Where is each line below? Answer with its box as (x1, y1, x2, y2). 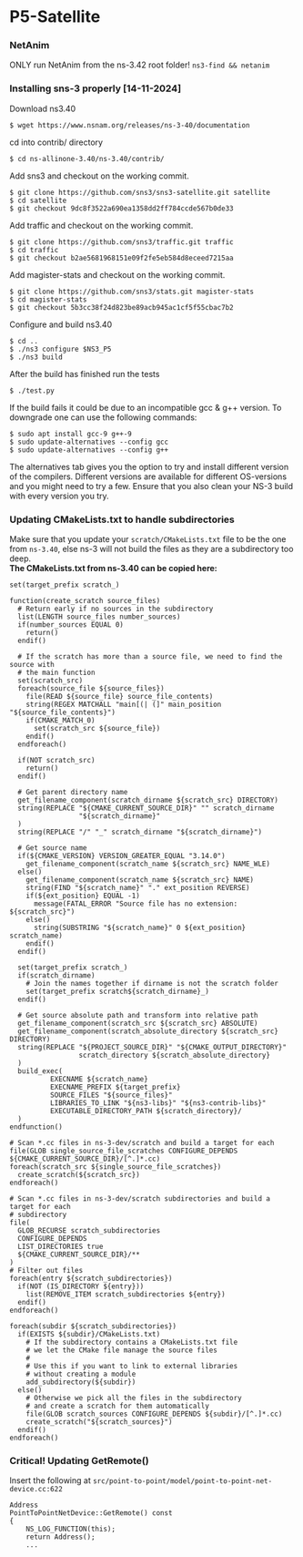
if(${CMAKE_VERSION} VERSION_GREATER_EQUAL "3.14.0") (17, 852, 226, 861)
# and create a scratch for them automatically (25, 1401, 209, 1411)
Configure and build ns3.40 (9, 319, 113, 330)
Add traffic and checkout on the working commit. (9, 220, 194, 230)
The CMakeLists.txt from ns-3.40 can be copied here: (9, 563, 218, 574)
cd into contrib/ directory (9, 137, 103, 148)
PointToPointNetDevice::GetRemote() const (9, 1509, 173, 1518)
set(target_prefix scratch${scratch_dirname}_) (25, 987, 209, 997)
